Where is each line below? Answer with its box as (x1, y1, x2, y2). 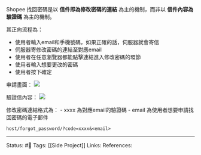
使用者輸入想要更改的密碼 (14, 61, 78, 68)
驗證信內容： (6, 94, 38, 101)
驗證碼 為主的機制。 (6, 13, 55, 20)
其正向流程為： (6, 26, 43, 33)
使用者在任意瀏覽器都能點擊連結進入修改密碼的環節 (14, 54, 141, 60)
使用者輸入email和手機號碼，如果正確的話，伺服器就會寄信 (14, 39, 160, 45)
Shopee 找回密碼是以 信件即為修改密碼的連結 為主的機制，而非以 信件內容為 (6, 6, 194, 13)
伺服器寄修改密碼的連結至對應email (14, 46, 102, 53)
